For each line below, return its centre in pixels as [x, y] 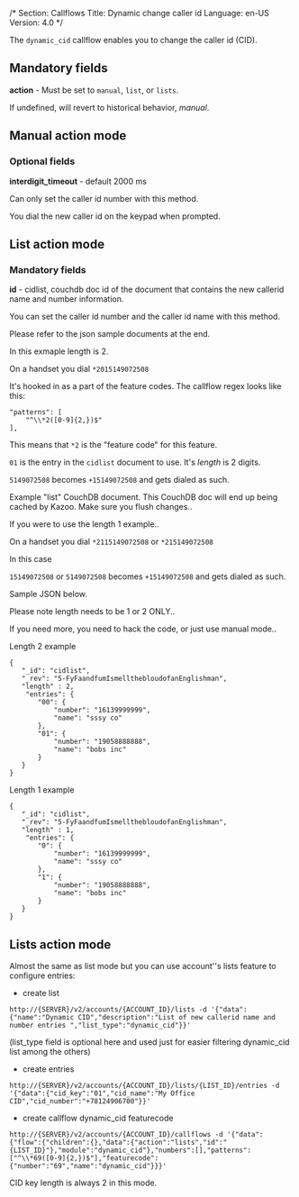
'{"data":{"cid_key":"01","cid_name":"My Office [102, 1093]
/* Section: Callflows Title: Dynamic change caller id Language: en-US [140, 13]
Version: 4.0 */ [36, 23]
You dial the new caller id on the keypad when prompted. [115, 216]
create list [41, 993]
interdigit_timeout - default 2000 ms [78, 181]
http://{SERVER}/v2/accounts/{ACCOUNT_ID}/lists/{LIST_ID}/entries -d [145, 1085]
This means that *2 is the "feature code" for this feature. [113, 445]
